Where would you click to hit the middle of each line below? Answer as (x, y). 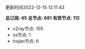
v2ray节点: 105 (28, 28)
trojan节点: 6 (26, 41)
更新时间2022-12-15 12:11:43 (35, 7)
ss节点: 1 (22, 35)
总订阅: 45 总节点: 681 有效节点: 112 (42, 18)
